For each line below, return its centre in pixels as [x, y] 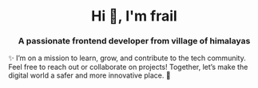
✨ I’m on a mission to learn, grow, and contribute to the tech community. [127, 58]
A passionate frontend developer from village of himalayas [134, 41]
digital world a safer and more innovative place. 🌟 [89, 75]
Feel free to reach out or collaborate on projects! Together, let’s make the [128, 67]
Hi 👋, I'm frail [134, 16]
